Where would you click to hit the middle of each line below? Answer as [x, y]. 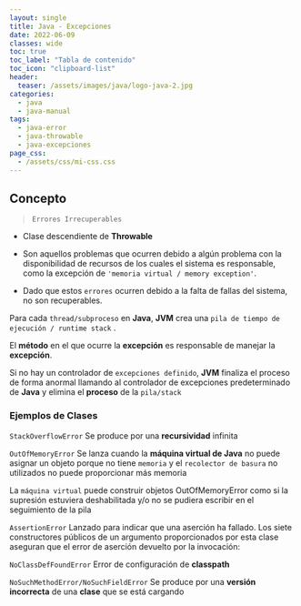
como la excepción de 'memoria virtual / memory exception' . [140, 273]
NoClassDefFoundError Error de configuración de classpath [120, 564]
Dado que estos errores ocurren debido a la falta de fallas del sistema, [155, 291]
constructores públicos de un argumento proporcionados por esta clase [144, 537]
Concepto [38, 198]
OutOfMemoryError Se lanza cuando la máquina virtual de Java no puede [145, 453]
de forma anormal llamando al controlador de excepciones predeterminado [150, 382]
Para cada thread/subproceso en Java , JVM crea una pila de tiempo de [145, 318]
